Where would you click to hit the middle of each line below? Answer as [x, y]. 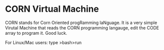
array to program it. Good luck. [36, 33]
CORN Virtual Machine [52, 9]
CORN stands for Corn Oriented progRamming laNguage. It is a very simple [81, 23]
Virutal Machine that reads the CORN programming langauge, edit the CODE [82, 27]
